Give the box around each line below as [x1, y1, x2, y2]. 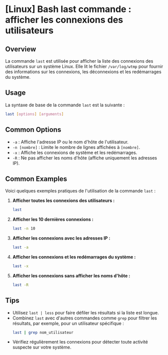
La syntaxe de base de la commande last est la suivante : [5, 102, 125, 108]
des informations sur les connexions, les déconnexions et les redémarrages [5, 69, 161, 75]
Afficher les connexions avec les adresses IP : [12, 235, 110, 241]
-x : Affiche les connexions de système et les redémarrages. [12, 149, 137, 155]
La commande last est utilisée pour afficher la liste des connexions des [5, 58, 153, 64]
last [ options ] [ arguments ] [5, 111, 64, 116]
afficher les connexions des [5, 14, 123, 26]
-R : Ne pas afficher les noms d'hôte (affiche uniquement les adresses [12, 154, 157, 161]
